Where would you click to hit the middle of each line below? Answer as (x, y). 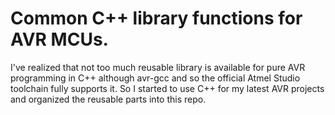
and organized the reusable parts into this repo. (108, 99)
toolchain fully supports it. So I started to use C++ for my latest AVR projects (167, 88)
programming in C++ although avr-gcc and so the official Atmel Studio (155, 78)
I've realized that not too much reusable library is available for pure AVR (158, 67)
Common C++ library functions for (156, 18)
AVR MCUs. (59, 39)
